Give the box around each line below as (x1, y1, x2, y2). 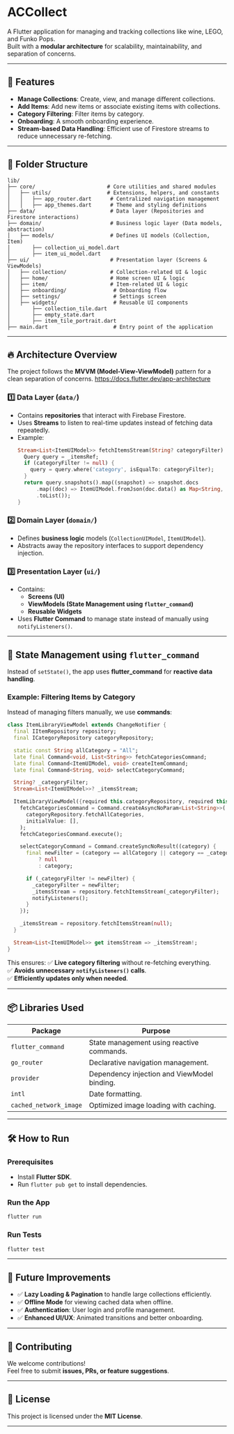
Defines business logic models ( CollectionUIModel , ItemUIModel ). (17, 534, 206, 542)
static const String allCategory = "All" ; (13, 747, 139, 754)
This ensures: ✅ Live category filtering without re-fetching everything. (7, 958, 211, 966)
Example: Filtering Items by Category (7, 692, 136, 701)
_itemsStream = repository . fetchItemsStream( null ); (19, 920, 173, 927)
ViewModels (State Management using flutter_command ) (27, 600, 194, 609)
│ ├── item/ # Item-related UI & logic (7, 280, 189, 288)
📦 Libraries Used (7, 1002, 84, 1014)
